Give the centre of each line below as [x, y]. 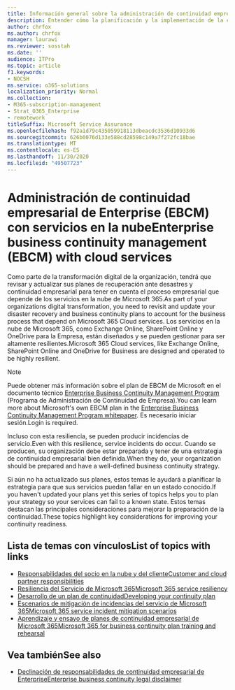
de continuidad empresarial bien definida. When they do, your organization [114, 458]
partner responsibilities [50, 581]
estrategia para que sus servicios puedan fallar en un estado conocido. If [112, 487]
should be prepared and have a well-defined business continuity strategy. [114, 466]
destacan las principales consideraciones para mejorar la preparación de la [116, 509]
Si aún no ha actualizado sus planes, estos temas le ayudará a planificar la [114, 479]
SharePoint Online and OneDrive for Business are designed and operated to [116, 351]
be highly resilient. [34, 358]
